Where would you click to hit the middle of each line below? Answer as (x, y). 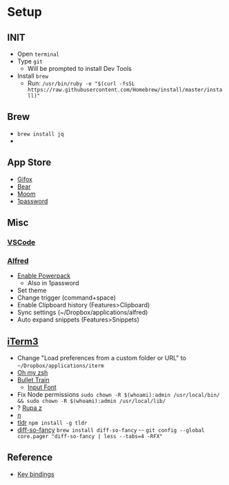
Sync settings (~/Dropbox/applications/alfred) (82, 312)
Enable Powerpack (44, 276)
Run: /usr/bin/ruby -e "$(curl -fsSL (81, 83)
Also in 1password (53, 283)
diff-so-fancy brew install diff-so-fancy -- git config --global (111, 430)
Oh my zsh (32, 373)
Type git (30, 61)
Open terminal (38, 54)
